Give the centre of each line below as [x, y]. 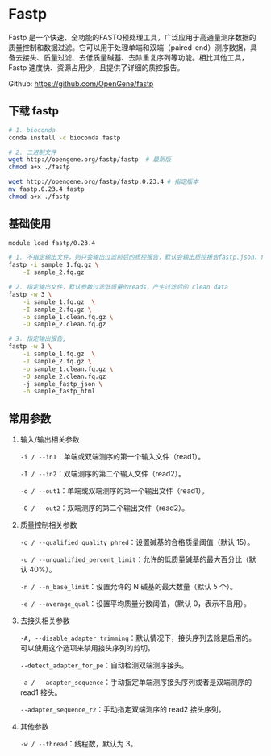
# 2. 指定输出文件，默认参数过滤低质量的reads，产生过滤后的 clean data [118, 287]
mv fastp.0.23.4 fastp [46, 189]
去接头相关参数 [45, 621]
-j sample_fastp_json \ [63, 384]
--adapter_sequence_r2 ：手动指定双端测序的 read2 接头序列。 [123, 709]
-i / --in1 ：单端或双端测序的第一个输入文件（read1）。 [113, 457]
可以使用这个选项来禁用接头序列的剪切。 [87, 648]
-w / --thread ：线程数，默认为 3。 [79, 744]
